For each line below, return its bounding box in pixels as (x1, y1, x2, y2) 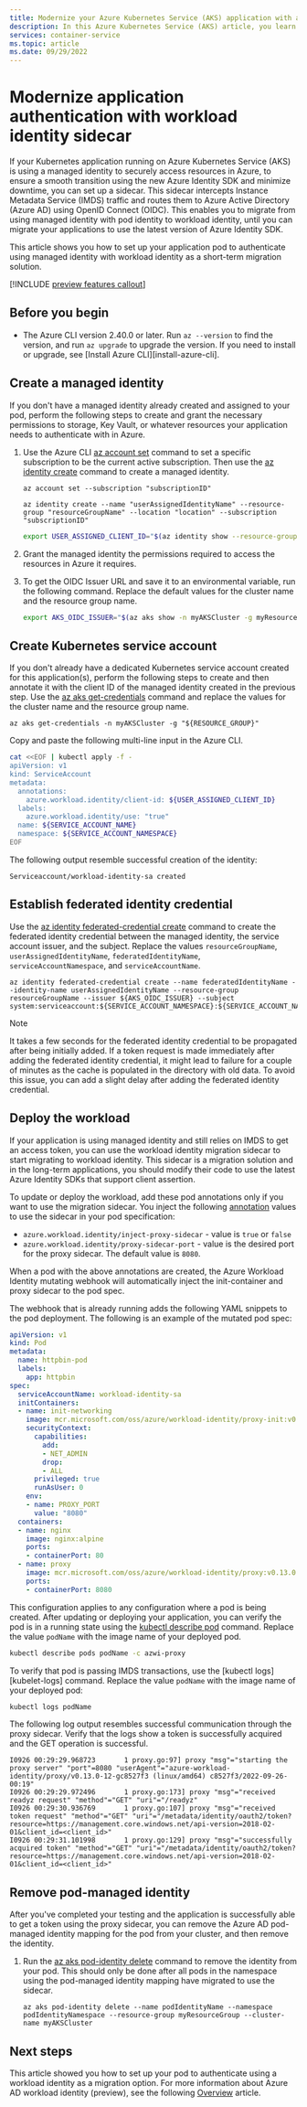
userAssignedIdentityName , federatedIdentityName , (9, 950, 201, 961)
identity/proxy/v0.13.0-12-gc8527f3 (9, 1771, 149, 1781)
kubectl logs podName (9, 1702, 92, 1711)
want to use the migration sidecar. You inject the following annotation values (9, 1201, 297, 1212)
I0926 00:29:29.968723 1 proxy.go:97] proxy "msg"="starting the (9, 1756, 288, 1765)
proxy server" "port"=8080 (9, 1764, 112, 1773)
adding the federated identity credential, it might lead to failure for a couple (9, 1054, 292, 1065)
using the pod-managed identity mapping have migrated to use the (22, 1975, 276, 1986)
